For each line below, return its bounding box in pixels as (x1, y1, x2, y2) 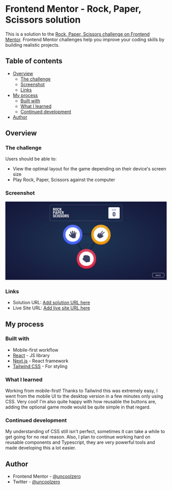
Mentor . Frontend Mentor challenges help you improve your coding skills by (5, 36, 165, 43)
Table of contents (5, 57, 62, 66)
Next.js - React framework (12, 358, 69, 364)
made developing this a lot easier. (5, 445, 76, 451)
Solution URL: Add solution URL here (12, 300, 91, 306)
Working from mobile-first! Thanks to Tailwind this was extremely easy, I (5, 388, 158, 394)
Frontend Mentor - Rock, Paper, (5, 3, 142, 15)
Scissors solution (5, 14, 81, 26)
